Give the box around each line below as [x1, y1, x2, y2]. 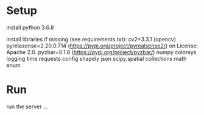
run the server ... [6, 103, 48, 110]
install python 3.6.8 [6, 24, 54, 31]
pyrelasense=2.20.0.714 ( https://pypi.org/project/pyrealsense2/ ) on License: [6, 42, 199, 49]
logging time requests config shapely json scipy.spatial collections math [6, 55, 187, 62]
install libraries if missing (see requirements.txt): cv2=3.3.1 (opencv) [6, 35, 177, 43]
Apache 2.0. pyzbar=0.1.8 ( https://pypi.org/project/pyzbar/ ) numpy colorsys [6, 48, 197, 55]
